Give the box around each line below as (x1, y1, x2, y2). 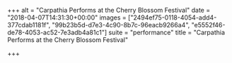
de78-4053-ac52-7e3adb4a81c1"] (7, 28, 108, 36)
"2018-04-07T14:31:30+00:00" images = (7, 13, 127, 22)
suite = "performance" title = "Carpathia (108, 28, 225, 36)
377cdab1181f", (7, 21, 51, 29)
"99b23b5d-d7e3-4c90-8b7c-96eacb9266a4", (52, 21, 190, 29)
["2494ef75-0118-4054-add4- (128, 13, 217, 22)
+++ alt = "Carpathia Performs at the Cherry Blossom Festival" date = (7, 6, 211, 14)
